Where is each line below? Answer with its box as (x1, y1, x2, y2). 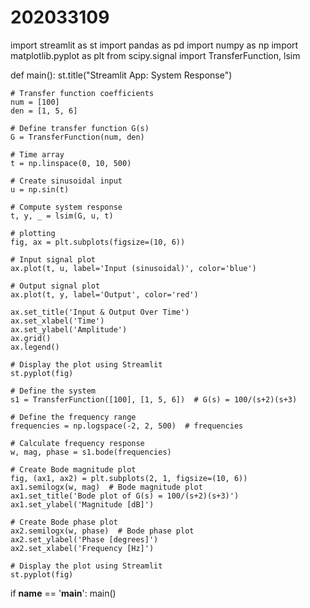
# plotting (10, 228, 56, 238)
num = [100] (10, 97, 60, 107)
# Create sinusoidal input (10, 176, 123, 186)
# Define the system (10, 386, 97, 396)
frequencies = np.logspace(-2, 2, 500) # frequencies (10, 421, 244, 431)
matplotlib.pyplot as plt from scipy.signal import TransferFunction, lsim (10, 49, 301, 61)
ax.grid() (10, 333, 52, 343)
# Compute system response (10, 202, 123, 212)
